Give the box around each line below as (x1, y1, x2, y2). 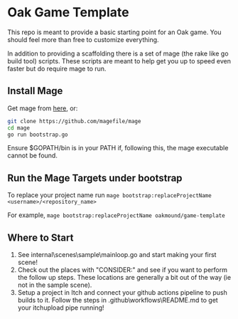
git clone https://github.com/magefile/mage (7, 117, 141, 125)
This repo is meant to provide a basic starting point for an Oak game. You (7, 28, 222, 36)
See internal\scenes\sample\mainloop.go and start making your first (17, 251, 217, 258)
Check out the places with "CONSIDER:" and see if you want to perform (17, 266, 227, 274)
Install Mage (7, 85, 63, 97)
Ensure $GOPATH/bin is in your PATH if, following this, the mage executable (7, 144, 229, 152)
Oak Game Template (7, 4, 129, 21)
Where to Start (7, 231, 74, 244)
